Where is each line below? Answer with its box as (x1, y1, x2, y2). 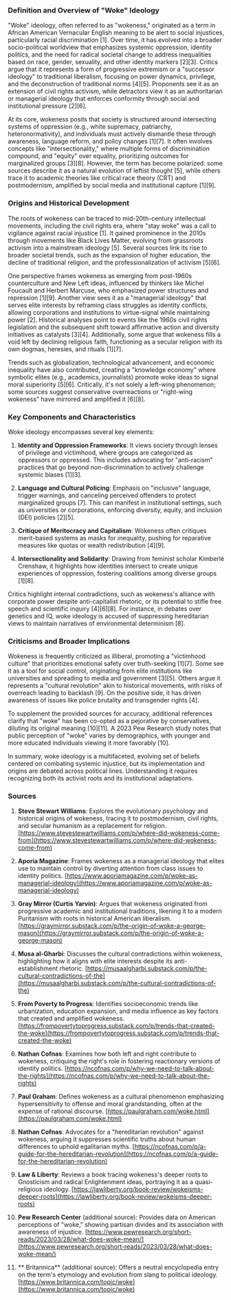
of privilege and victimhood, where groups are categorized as (17, 448, 193, 457)
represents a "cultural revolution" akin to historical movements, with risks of (8, 682, 223, 690)
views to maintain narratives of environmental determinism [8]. (8, 619, 186, 627)
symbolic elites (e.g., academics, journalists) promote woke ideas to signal (8, 373, 219, 381)
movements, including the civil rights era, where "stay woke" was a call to (8, 221, 217, 230)
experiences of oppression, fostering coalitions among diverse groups (17, 569, 217, 578)
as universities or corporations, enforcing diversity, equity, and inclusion (17, 506, 223, 514)
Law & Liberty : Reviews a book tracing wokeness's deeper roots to (17, 1170, 208, 1179)
